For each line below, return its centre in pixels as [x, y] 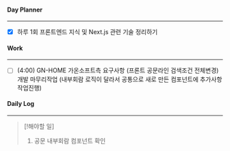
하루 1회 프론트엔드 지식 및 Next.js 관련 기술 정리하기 [87, 32]
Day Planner [25, 10]
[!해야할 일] [39, 126]
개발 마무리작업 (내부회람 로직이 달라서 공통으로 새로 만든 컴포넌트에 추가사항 [119, 79]
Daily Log [21, 104]
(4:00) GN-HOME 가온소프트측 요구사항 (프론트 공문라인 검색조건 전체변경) [118, 70]
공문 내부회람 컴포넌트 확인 [70, 141]
